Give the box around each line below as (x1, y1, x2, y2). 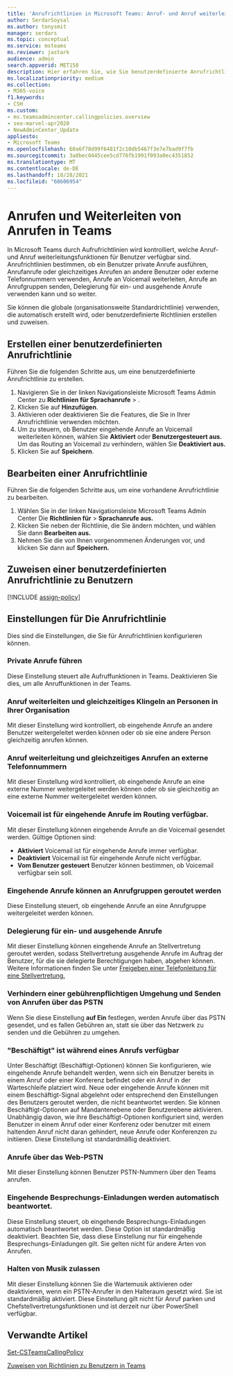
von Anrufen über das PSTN (7, 998, 104, 1007)
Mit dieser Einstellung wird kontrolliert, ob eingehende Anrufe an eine (7, 778, 205, 786)
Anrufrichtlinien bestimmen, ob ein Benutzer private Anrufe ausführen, (7, 260, 208, 269)
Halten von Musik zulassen (7, 1264, 101, 1274)
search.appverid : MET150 (7, 62, 79, 69)
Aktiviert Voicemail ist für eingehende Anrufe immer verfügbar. (17, 846, 199, 855)
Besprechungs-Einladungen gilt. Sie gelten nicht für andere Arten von (7, 1239, 207, 1248)
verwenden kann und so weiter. (7, 290, 97, 299)
